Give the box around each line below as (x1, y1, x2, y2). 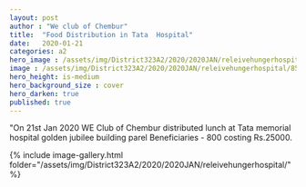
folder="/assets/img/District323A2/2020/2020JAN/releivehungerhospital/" (9, 160, 291, 171)
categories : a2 (9, 47, 67, 56)
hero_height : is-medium (9, 73, 100, 82)
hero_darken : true (9, 89, 79, 98)
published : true (9, 97, 71, 107)
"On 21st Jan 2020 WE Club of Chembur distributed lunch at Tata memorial (9, 123, 291, 133)
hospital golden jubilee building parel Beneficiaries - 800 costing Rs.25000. (9, 133, 293, 143)
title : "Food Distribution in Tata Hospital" (9, 30, 194, 39)
